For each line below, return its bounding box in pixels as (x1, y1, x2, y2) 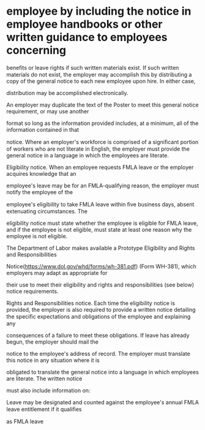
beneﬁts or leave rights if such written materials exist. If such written (6, 64, 179, 71)
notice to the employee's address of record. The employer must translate (6, 350, 191, 357)
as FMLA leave (6, 418, 44, 425)
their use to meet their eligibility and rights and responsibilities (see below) (6, 281, 195, 289)
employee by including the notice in (6, 4, 192, 18)
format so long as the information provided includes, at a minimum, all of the (6, 119, 199, 127)
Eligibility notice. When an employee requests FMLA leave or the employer (6, 164, 194, 171)
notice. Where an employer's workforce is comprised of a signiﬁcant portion (6, 138, 199, 145)
